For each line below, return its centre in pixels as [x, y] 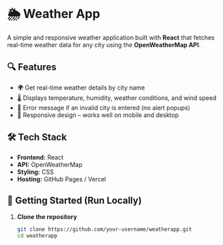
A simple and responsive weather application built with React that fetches [111, 37]
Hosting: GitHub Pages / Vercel [61, 179]
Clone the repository [47, 217]
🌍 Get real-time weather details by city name [81, 88]
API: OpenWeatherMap [50, 164]
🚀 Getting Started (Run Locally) [75, 200]
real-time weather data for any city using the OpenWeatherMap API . [104, 44]
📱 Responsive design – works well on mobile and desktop [98, 115]
